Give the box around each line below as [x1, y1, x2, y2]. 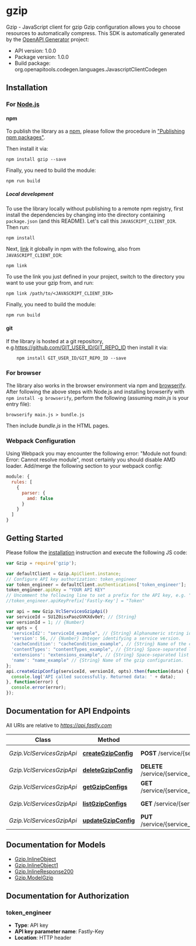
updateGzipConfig [82, 816, 135, 824]
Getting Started [6, 533, 64, 543]
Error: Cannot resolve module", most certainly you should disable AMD [6, 456, 176, 463]
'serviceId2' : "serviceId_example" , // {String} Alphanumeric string [11, 630, 184, 636]
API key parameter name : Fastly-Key [14, 928, 104, 935]
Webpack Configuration [6, 437, 76, 445]
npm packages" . [6, 134, 45, 141]
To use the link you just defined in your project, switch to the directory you [6, 273, 185, 280]
